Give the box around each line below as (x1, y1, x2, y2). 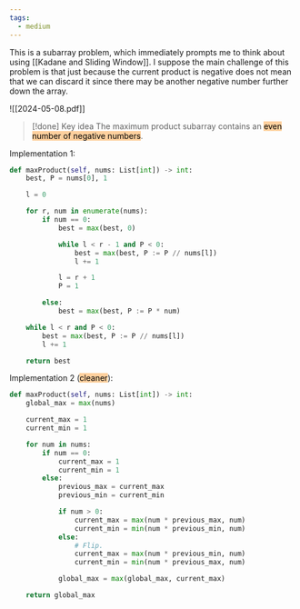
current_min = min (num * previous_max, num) (74, 558, 246, 567)
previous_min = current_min (57, 491, 165, 500)
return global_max (25, 591, 95, 600)
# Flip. (74, 541, 104, 550)
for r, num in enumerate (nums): (25, 206, 148, 216)
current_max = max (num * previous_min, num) (74, 549, 246, 559)
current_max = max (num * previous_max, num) (74, 515, 246, 524)
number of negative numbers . (31, 130, 144, 141)
